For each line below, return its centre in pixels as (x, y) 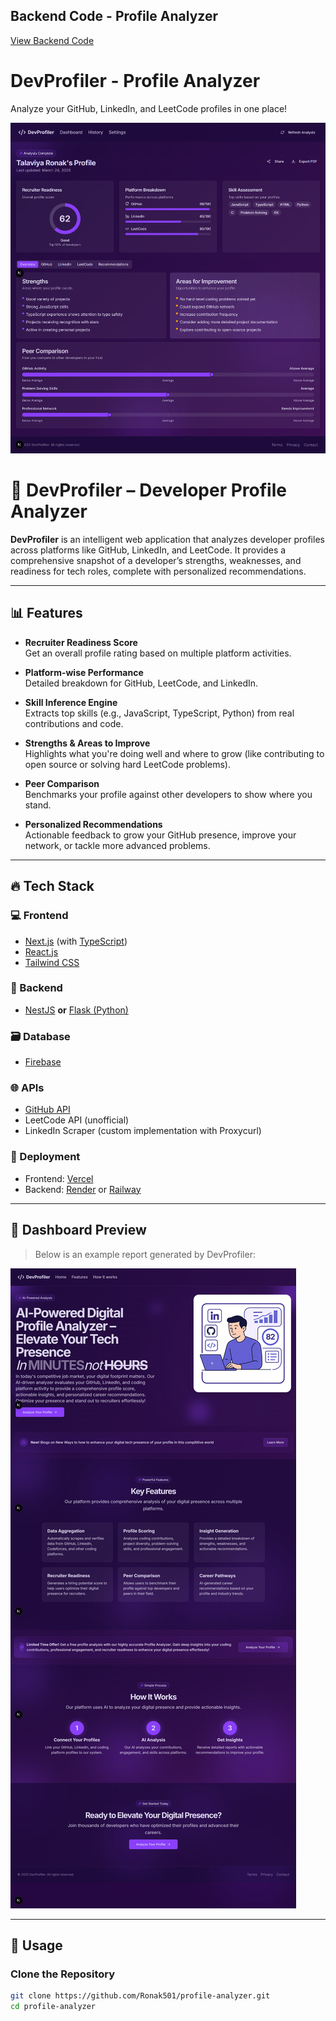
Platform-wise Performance (84, 672)
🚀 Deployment (45, 1157)
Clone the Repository (63, 1974)
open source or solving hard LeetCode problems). (127, 764)
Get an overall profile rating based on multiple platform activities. (158, 653)
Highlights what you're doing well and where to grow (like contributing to (174, 753)
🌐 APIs (27, 1088)
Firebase (43, 1062)
